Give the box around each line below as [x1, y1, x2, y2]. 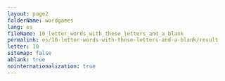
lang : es [7, 23, 33, 30]
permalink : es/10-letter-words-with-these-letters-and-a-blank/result [7, 37, 219, 44]
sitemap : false [7, 50, 52, 57]
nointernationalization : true [7, 63, 96, 70]
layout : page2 [7, 10, 49, 18]
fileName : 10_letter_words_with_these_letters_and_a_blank [7, 30, 184, 37]
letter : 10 [7, 43, 39, 50]
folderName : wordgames [7, 17, 74, 24]
